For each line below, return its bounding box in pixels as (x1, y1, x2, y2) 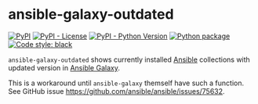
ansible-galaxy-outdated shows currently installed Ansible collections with (8, 55, 251, 64)
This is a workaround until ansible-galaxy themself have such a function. (8, 78, 245, 88)
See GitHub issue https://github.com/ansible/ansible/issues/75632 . (8, 86, 225, 95)
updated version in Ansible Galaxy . (8, 63, 120, 72)
